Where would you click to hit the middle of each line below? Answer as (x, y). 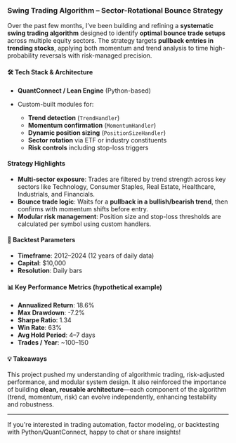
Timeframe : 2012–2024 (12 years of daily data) (86, 256)
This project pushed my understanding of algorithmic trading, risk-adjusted (116, 375)
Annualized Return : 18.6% (56, 305)
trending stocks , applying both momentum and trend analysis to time (108, 48)
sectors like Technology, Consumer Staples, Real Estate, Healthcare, (117, 186)
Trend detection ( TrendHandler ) (74, 117)
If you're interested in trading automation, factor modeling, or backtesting (113, 425)
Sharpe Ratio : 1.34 (44, 320)
